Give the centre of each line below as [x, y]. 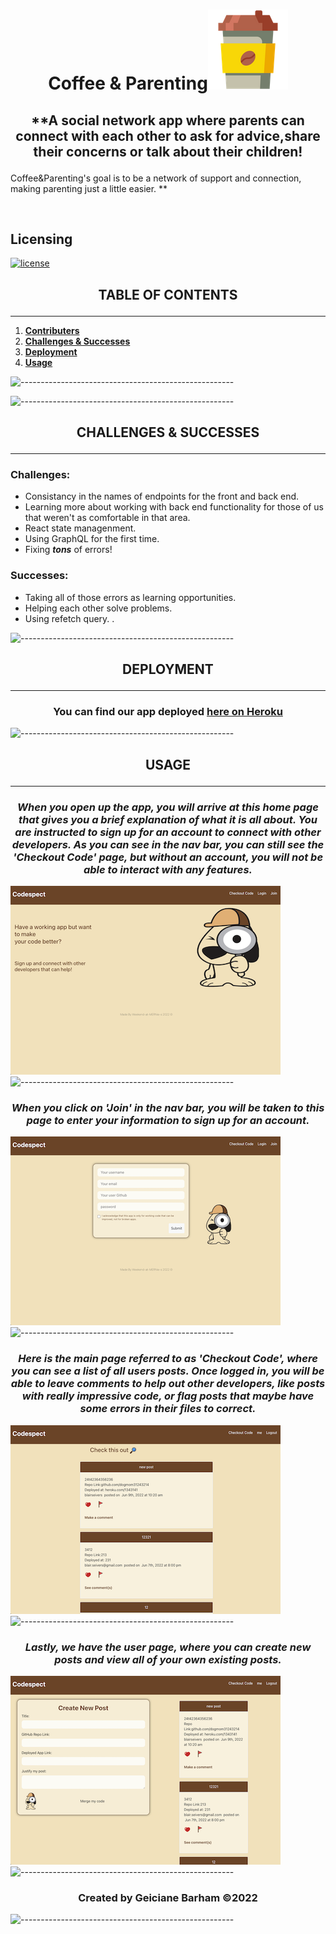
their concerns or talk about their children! [168, 151]
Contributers [52, 330]
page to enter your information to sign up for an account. [168, 1121]
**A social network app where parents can [168, 120]
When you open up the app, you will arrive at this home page [168, 807]
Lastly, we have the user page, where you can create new [168, 1647]
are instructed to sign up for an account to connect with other [168, 832]
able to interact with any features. [168, 869]
